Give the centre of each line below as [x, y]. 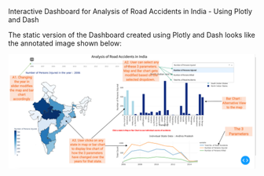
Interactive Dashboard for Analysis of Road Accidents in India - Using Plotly [130, 11]
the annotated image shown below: [65, 43]
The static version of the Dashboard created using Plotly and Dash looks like [132, 35]
